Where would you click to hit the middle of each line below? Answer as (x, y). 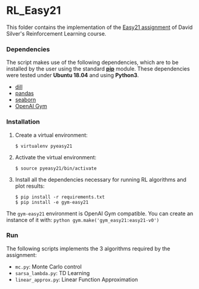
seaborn (25, 100)
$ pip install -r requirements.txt (60, 197)
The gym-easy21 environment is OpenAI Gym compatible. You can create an (100, 213)
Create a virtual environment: (51, 135)
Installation (23, 122)
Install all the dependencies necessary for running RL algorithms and (100, 179)
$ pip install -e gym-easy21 (52, 202)
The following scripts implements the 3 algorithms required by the (88, 249)
